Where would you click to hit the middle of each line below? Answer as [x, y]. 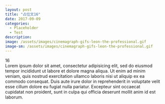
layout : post [18, 10]
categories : [17, 23]
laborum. [14, 97]
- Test [16, 33]
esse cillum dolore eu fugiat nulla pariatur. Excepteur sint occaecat [73, 86]
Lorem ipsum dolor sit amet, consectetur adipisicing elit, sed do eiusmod [79, 66]
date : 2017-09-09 [23, 19]
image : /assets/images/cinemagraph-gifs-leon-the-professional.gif [76, 42]
